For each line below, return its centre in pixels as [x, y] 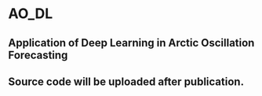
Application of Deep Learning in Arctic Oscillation [131, 43]
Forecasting [38, 55]
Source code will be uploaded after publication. [126, 81]
